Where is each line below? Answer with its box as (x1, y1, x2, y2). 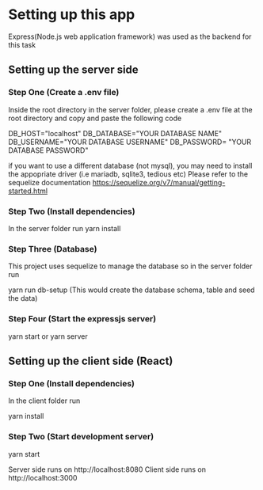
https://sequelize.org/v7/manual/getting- (92, 177, 226, 187)
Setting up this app (8, 6, 135, 24)
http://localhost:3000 (8, 473, 78, 482)
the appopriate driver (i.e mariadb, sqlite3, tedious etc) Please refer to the (8, 169, 248, 179)
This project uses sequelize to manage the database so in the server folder (8, 261, 253, 271)
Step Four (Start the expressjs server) (8, 313, 157, 325)
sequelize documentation (8, 177, 91, 187)
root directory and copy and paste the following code (8, 113, 182, 123)
